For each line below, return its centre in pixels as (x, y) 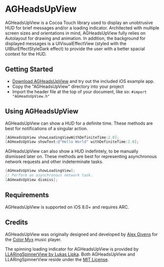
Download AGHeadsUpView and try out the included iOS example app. (83, 81)
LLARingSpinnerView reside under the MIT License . (57, 259)
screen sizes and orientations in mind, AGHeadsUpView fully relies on (75, 33)
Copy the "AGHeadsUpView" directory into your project (68, 86)
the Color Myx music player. (33, 240)
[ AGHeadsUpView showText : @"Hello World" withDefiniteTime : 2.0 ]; (72, 142)
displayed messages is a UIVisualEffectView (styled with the (66, 43)
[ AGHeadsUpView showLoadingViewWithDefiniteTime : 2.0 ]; (62, 137)
